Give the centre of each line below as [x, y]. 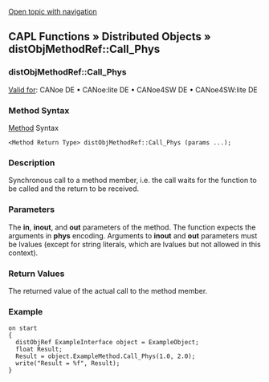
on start [23, 328]
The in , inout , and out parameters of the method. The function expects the [132, 227]
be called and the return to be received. [74, 189]
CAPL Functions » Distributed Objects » [110, 37]
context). [23, 253]
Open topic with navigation [53, 12]
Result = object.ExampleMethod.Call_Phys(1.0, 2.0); [106, 356]
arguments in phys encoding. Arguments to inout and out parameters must [133, 235]
